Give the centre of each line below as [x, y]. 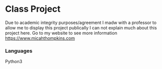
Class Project [33, 9]
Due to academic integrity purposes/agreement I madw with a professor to [81, 23]
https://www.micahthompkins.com [40, 38]
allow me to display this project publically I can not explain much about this [81, 27]
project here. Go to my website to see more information [61, 33]
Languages [19, 51]
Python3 [14, 62]
